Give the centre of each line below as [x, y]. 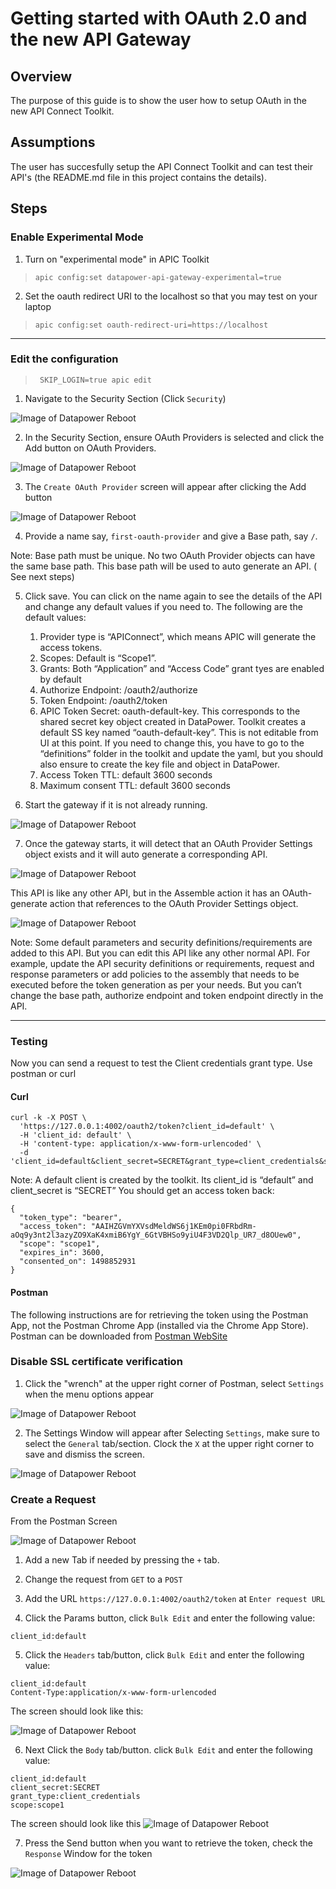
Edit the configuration [64, 359]
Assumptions [53, 142]
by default [60, 679]
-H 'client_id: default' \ [75, 1135]
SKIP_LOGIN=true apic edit [95, 380]
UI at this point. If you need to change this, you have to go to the [172, 743]
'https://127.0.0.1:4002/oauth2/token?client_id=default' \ [147, 1127]
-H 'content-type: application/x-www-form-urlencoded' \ [140, 1144]
